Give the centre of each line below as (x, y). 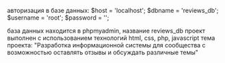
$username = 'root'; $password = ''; (58, 18)
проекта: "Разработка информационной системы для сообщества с (107, 45)
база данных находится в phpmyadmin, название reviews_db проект (106, 31)
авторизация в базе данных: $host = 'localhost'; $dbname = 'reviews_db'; (113, 10)
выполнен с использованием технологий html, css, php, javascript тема (111, 38)
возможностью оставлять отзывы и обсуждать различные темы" (103, 52)
